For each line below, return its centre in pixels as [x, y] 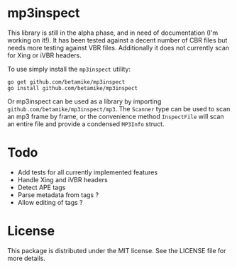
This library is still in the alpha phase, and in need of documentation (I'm [113, 33]
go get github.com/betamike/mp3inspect [66, 82]
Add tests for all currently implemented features [88, 172]
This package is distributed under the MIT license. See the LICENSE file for [117, 250]
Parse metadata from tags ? [58, 195]
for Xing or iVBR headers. [44, 55]
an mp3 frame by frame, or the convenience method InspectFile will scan [116, 116]
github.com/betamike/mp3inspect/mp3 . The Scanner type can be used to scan [119, 108]
